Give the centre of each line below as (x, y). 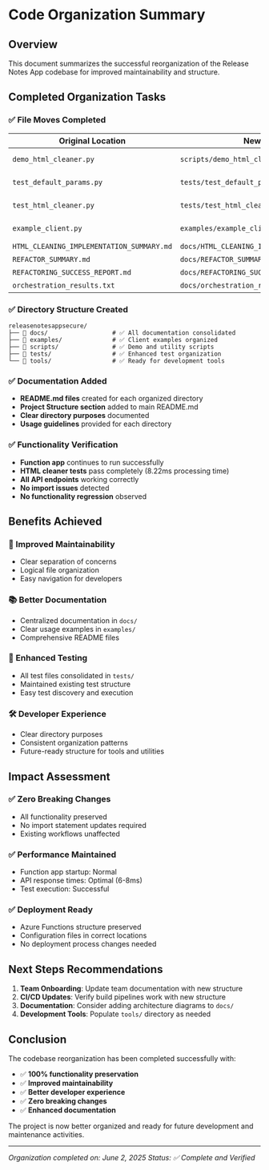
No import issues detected (64, 488)
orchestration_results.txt (64, 285)
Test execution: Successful (64, 889)
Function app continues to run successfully (92, 462)
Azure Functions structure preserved (80, 927)
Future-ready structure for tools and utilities (92, 751)
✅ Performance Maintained (62, 854)
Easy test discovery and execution (76, 692)
